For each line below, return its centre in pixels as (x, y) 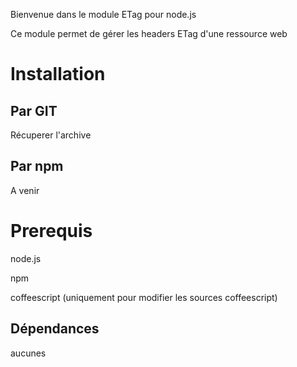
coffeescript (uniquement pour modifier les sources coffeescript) (144, 297)
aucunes (28, 353)
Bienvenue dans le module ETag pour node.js (103, 14)
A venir (25, 190)
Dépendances (55, 329)
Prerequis (51, 231)
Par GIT (34, 110)
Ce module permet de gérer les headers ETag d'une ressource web (149, 33)
